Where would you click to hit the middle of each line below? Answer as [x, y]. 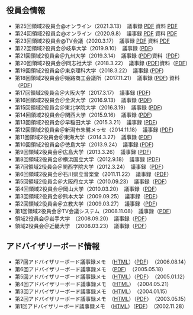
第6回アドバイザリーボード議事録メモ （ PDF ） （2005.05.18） [91, 269]
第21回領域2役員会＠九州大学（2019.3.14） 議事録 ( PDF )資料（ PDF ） [99, 56]
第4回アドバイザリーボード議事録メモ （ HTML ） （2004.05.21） [93, 284]
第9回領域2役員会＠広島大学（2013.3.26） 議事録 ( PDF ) [83, 152]
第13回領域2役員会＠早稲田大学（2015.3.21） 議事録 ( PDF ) [86, 122]
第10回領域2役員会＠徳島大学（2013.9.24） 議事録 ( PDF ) [84, 144]
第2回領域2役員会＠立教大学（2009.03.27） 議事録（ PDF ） [88, 204]
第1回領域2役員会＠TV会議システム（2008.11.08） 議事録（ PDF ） [94, 211]
